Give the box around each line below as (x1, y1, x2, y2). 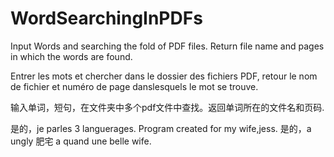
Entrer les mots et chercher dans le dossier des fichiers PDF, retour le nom (10, 70, 318, 82)
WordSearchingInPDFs (10, 7, 203, 30)
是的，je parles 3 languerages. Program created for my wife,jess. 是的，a (10, 122, 312, 134)
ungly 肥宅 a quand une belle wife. (10, 135, 152, 147)
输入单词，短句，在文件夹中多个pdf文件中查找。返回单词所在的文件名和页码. (10, 101, 325, 113)
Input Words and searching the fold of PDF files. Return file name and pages (10, 40, 325, 52)
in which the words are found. (10, 50, 133, 62)
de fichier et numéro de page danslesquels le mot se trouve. (10, 80, 259, 92)
